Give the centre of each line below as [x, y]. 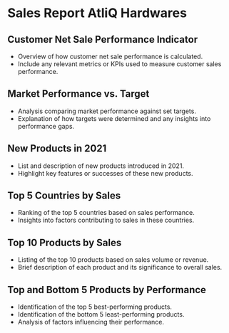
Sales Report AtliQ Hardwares [97, 13]
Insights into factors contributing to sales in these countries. [106, 220]
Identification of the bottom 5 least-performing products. [101, 314]
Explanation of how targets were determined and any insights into [114, 118]
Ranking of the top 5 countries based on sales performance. [106, 213]
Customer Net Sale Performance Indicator [103, 39]
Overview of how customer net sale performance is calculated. [110, 56]
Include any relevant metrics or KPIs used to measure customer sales [119, 64]
